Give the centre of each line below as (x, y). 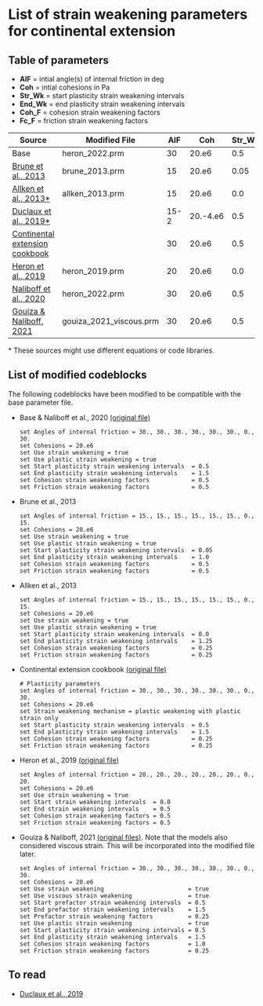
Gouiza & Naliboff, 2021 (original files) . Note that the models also (124, 837)
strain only (39, 718)
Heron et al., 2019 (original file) (69, 760)
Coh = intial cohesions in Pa (65, 87)
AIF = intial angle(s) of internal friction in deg (92, 79)
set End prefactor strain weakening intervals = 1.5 (112, 909)
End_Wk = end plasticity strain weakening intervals (102, 104)
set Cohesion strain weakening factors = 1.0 (112, 944)
